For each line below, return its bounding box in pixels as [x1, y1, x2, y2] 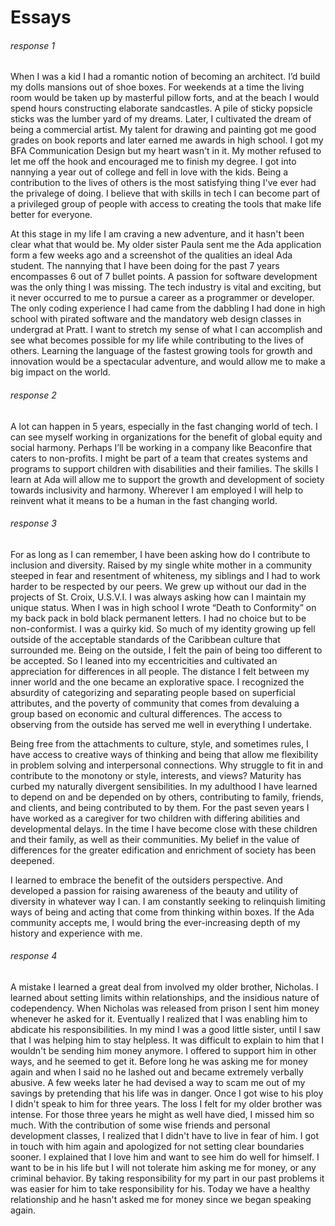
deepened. [10, 854, 55, 866]
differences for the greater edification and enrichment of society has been [10, 844, 317, 856]
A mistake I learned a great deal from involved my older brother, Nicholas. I [10, 981, 319, 993]
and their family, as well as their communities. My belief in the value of [10, 833, 300, 845]
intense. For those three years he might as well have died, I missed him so [10, 1109, 315, 1120]
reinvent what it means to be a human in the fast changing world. [10, 494, 278, 506]
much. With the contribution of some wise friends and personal [10, 1119, 271, 1131]
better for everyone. [10, 209, 93, 221]
